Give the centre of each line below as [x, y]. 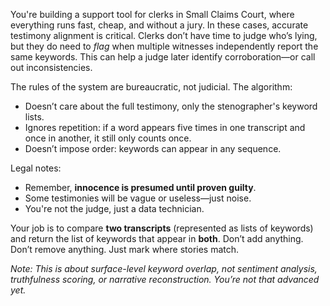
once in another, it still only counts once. [108, 138]
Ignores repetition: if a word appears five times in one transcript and [165, 127]
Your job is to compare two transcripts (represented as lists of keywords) [162, 228]
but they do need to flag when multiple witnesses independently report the [164, 46]
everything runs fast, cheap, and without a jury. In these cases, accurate [159, 25]
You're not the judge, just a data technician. [114, 208]
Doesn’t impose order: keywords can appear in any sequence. [153, 148]
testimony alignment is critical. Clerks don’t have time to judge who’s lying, [164, 35]
